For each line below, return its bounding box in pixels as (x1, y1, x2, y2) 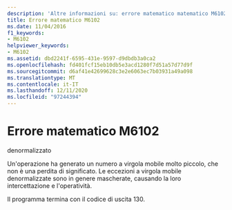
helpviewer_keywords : (7, 42, 70, 49)
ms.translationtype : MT (7, 74, 76, 82)
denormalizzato (7, 146, 52, 154)
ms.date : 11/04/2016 (7, 23, 67, 30)
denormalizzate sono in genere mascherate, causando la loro (7, 174, 182, 182)
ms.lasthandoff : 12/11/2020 (7, 87, 88, 94)
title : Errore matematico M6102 (7, 17, 100, 23)
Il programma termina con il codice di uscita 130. (7, 195, 145, 203)
